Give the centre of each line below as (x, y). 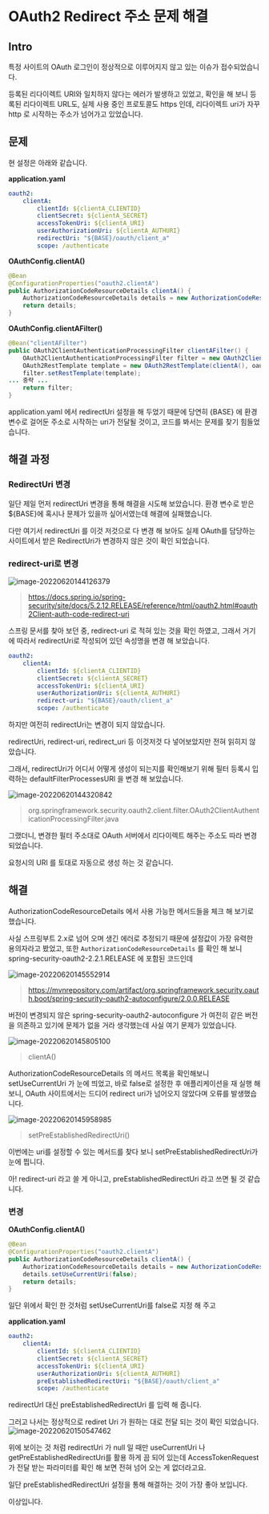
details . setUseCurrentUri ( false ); (80, 1274)
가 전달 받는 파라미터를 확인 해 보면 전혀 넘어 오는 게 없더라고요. (107, 1467)
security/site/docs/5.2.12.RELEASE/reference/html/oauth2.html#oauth (143, 606)
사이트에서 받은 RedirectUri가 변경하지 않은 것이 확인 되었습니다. (109, 541)
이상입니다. (26, 1502)
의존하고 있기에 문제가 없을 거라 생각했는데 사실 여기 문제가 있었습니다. (126, 1025)
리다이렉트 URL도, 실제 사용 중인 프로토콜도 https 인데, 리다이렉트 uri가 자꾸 (141, 104)
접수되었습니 (240, 67)
